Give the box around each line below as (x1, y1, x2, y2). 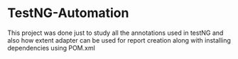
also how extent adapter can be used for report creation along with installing (7, 36, 231, 44)
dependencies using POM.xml (7, 43, 96, 52)
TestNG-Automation (7, 5, 129, 21)
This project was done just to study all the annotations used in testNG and (7, 28, 224, 37)
